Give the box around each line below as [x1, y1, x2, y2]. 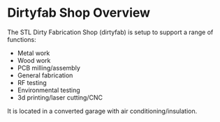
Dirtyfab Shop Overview [7, 5, 151, 21]
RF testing [17, 78, 47, 86]
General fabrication [17, 71, 73, 79]
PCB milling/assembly [17, 63, 80, 72]
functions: [7, 35, 36, 43]
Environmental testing [17, 86, 80, 94]
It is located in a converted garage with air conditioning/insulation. [7, 107, 198, 115]
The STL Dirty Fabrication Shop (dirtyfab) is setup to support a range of [7, 28, 214, 36]
